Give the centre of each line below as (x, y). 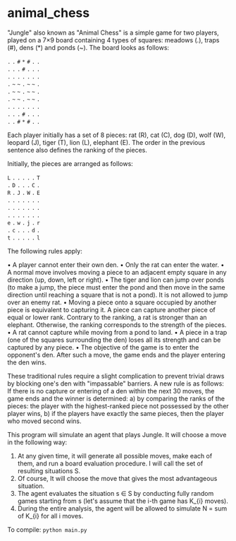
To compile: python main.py (47, 529)
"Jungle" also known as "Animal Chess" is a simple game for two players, (113, 32)
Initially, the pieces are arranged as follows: (70, 163)
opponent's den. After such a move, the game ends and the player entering (116, 355)
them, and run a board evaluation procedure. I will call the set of (110, 463)
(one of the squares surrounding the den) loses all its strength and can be (114, 340)
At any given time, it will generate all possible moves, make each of (115, 456)
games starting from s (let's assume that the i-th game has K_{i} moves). (123, 501)
